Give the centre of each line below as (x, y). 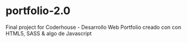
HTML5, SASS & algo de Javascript (49, 33)
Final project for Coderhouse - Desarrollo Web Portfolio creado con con (93, 27)
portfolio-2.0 (38, 11)
